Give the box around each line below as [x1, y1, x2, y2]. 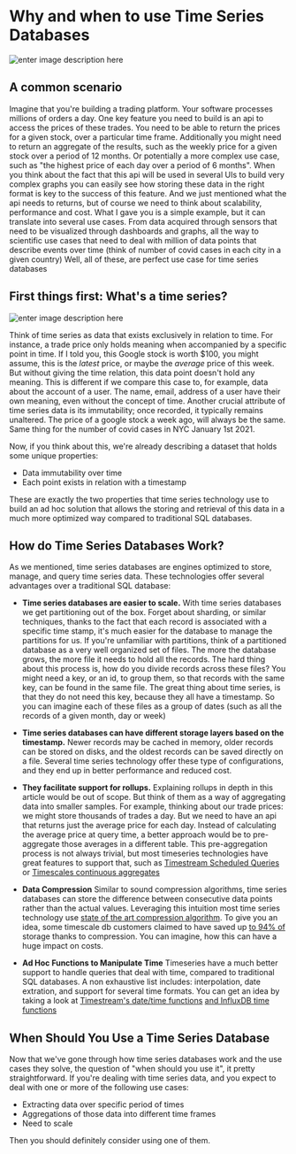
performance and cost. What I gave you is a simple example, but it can [9, 206, 266, 218]
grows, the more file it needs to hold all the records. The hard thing [21, 654, 266, 665]
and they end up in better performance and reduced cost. [21, 765, 232, 776]
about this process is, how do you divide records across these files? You [21, 664, 286, 674]
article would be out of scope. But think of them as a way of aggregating [21, 792, 286, 803]
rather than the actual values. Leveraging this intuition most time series [21, 903, 281, 913]
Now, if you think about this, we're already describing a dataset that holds [9, 441, 277, 451]
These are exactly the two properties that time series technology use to [9, 494, 269, 504]
